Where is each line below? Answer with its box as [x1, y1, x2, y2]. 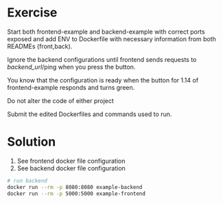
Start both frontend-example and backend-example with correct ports [7, 27, 205, 36]
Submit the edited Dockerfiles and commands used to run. [7, 110, 172, 118]
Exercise [7, 5, 58, 21]
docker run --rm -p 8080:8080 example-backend [7, 183, 143, 190]
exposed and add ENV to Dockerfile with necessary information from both [7, 34, 216, 43]
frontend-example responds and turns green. [7, 83, 135, 91]
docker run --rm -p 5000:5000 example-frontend [7, 190, 146, 197]
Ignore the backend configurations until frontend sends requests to [7, 55, 197, 63]
